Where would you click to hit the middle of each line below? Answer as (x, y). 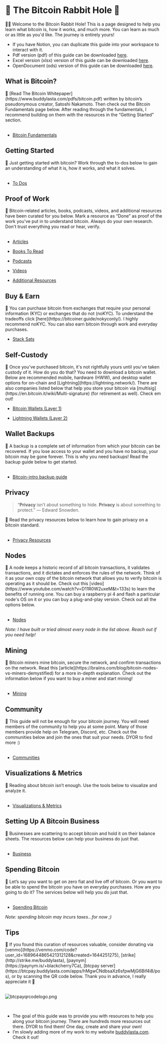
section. (13, 120)
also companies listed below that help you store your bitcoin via (71, 388)
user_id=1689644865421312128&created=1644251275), (63, 955)
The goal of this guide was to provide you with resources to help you (83, 1016)
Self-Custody (27, 355)
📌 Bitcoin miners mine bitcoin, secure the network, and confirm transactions (83, 662)
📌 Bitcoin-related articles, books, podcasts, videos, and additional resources (83, 211)
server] (108, 966)
